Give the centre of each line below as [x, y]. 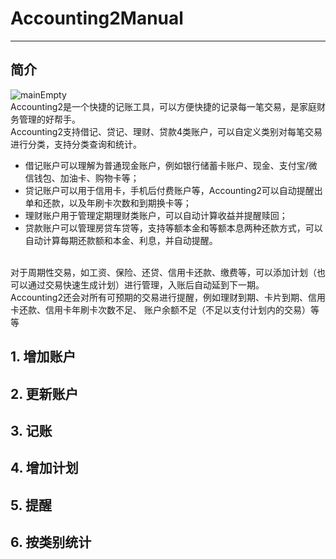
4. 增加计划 [44, 468]
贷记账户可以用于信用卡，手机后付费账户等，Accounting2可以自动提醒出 [173, 190]
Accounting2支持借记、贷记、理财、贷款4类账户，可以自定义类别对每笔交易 [166, 131]
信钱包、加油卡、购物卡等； [82, 178]
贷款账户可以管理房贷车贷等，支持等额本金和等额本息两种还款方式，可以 [173, 228]
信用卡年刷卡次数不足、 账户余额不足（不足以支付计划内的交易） [177, 309]
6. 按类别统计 [51, 542]
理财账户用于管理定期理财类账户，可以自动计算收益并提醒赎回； [156, 215]
